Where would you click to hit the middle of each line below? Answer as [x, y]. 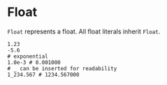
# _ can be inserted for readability [62, 68]
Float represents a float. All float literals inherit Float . [84, 31]
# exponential [28, 56]
